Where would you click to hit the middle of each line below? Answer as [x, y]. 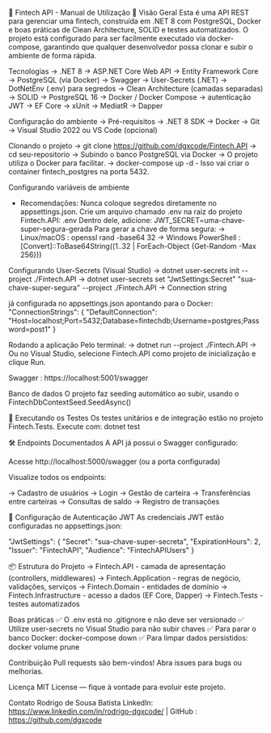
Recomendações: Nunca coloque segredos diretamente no [118, 203]
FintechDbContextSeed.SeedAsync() [70, 402]
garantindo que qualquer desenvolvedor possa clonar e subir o [148, 47]
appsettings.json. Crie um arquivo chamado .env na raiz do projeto [131, 212]
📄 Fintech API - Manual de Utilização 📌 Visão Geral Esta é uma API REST [129, 13]
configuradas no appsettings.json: [66, 526]
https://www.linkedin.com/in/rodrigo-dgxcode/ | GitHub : [103, 711]
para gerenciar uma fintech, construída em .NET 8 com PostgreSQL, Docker [135, 21]
